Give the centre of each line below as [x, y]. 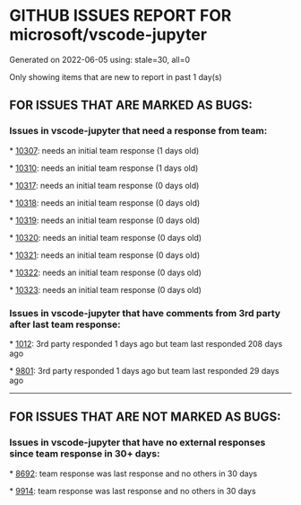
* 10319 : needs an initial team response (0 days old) [105, 220]
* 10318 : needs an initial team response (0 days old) [105, 202]
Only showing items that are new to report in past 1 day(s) [116, 76]
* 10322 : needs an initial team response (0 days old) [105, 272]
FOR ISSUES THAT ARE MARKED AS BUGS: [131, 106]
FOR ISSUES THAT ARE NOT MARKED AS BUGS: [145, 417]
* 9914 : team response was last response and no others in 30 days [133, 491]
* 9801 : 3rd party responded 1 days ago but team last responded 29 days [144, 370]
